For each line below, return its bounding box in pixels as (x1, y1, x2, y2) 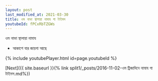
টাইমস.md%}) (5, 71, 30, 77)
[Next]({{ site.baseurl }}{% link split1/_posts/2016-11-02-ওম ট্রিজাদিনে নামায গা (5, 65, 153, 71)
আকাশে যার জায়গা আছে (12, 45, 47, 51)
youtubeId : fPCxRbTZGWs (5, 21, 55, 27)
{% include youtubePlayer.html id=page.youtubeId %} (5, 55, 117, 61)
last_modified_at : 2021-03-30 (5, 12, 69, 17)
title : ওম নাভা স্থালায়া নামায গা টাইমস (5, 17, 66, 22)
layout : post (5, 7, 33, 13)
